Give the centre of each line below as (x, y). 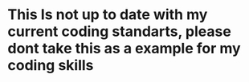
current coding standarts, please (120, 31)
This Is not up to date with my (108, 15)
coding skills (51, 66)
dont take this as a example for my (124, 49)
